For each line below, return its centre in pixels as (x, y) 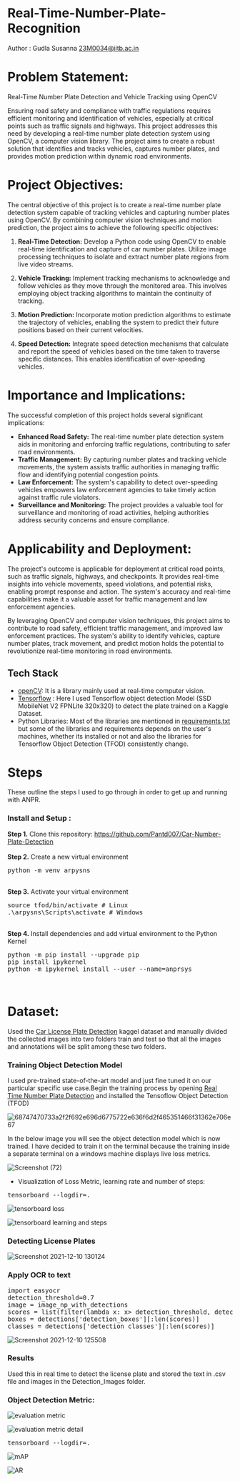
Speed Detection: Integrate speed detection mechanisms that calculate (123, 344)
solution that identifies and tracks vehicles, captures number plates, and (114, 149)
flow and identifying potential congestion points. (89, 474)
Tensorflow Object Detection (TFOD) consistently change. (103, 744)
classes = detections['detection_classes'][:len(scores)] (111, 1326)
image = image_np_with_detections (68, 1305)
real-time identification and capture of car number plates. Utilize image (122, 249)
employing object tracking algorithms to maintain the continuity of (115, 293)
